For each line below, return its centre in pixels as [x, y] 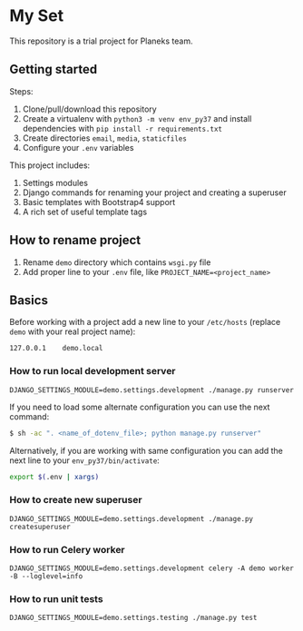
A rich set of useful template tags [85, 212]
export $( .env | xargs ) [54, 477]
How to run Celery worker [67, 549]
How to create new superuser [76, 500]
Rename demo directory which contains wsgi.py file [117, 262]
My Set [37, 16]
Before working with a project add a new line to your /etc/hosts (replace [145, 322]
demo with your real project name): [73, 331]
